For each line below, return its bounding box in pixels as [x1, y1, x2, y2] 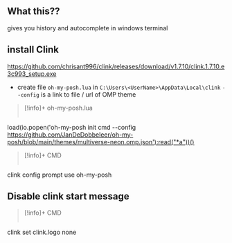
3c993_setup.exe [7, 69, 57, 78]
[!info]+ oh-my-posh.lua [24, 104, 93, 112]
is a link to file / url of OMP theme [40, 90, 136, 99]
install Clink [7, 44, 60, 56]
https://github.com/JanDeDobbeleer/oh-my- [7, 130, 134, 139]
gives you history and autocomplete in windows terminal [7, 23, 168, 32]
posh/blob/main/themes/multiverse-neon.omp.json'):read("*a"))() [7, 137, 195, 146]
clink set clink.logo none [7, 228, 77, 237]
